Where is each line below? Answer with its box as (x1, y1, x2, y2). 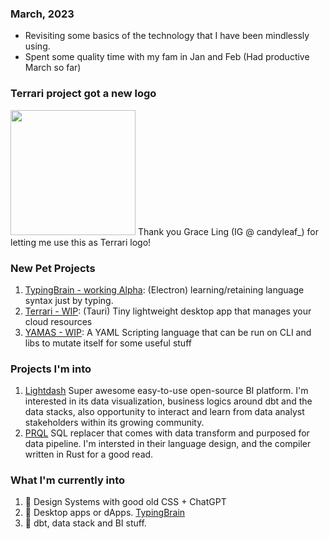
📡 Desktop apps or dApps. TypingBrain (24, 507, 186, 519)
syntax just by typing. (24, 294, 114, 306)
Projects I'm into (10, 362, 92, 376)
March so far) (24, 62, 82, 74)
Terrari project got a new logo (10, 87, 157, 101)
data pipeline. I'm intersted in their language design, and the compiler (24, 438, 312, 450)
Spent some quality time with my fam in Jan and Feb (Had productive (24, 51, 310, 63)
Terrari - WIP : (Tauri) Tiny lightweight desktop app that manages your (24, 305, 312, 317)
